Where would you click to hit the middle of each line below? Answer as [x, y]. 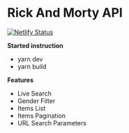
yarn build [32, 66]
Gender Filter [36, 101]
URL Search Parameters [52, 123]
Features [20, 80]
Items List [31, 108]
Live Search [35, 93]
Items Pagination [41, 116]
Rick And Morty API [65, 13]
